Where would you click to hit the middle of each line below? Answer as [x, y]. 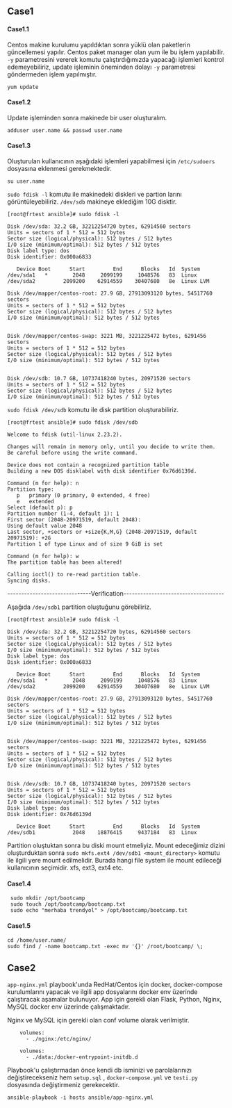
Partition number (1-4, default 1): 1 [63, 514]
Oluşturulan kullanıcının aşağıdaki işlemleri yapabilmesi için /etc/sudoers [111, 161]
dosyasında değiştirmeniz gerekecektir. [64, 1085]
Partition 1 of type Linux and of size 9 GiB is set [85, 544]
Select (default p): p [40, 507]
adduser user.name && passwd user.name [65, 130]
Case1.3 [19, 146]
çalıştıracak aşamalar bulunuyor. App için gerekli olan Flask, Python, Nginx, [115, 1000]
